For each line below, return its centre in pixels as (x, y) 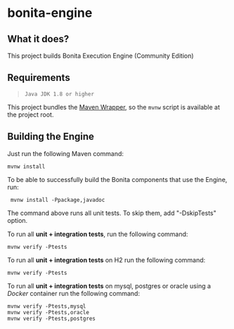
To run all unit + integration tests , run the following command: (98, 234)
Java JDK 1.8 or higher (59, 94)
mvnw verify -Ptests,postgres (52, 318)
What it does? (38, 39)
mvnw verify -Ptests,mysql (47, 306)
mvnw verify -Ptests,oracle (48, 312)
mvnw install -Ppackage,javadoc (58, 200)
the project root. (31, 115)
